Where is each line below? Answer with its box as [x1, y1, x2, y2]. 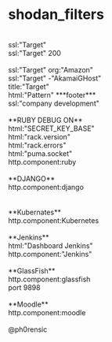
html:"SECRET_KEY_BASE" [8, 124, 96, 133]
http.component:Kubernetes [8, 215, 99, 225]
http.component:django [8, 182, 85, 191]
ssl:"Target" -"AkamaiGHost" [8, 73, 102, 83]
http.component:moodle [8, 307, 86, 317]
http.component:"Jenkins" [8, 249, 92, 258]
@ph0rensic [8, 325, 48, 334]
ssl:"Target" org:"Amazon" [8, 65, 94, 74]
